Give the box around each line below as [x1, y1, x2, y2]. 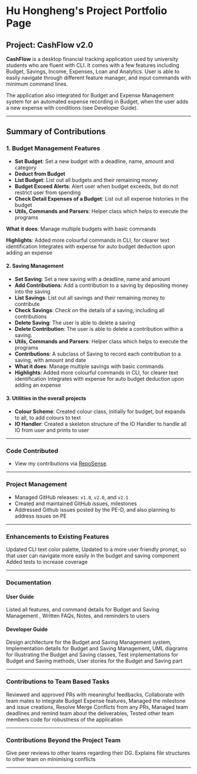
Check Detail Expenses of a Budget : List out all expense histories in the [14, 195, 189, 202]
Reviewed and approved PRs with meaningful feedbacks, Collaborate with [6, 691, 185, 698]
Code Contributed [6, 447, 59, 455]
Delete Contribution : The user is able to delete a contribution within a [14, 325, 184, 332]
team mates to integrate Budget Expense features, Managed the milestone [6, 697, 186, 704]
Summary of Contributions [6, 127, 106, 137]
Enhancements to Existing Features [6, 532, 110, 540]
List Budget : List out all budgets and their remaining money [14, 176, 158, 183]
